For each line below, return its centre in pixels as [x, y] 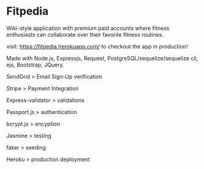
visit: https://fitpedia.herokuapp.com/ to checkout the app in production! [97, 46]
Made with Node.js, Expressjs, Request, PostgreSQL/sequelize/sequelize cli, [102, 58]
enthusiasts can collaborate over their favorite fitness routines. [85, 34]
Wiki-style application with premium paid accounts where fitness [88, 28]
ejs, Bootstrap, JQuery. [35, 65]
